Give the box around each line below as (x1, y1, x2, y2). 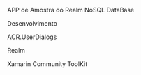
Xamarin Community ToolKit (7, 60, 88, 68)
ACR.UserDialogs (7, 33, 57, 41)
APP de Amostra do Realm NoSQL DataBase (7, 6, 135, 14)
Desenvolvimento (7, 19, 58, 27)
